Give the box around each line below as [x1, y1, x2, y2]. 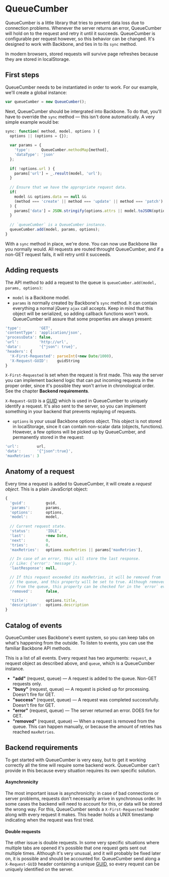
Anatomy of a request [5, 467, 74, 476]
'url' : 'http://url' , [5, 340, 69, 345]
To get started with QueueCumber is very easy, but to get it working [5, 757, 146, 763]
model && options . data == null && [14, 194, 87, 199]
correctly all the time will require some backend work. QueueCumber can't [5, 762, 160, 768]
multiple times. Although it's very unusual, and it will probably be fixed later [5, 850, 161, 856]
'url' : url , [5, 444, 46, 449]
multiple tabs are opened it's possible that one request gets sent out [5, 845, 147, 851]
